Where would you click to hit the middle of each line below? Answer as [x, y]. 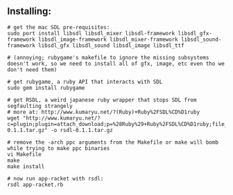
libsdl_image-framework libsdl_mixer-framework [108, 39]
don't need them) [32, 69]
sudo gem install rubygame [46, 88]
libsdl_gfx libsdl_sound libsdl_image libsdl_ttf [111, 45]
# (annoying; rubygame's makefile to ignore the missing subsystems [108, 57]
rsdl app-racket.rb [35, 185]
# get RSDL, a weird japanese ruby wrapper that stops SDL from [102, 100]
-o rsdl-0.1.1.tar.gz [82, 130]
